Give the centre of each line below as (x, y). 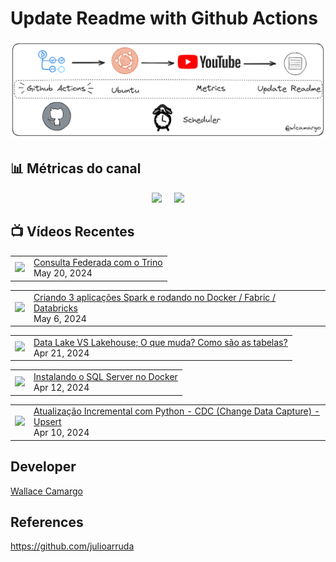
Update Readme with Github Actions (164, 18)
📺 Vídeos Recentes (72, 232)
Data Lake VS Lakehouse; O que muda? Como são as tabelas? (160, 342)
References (47, 522)
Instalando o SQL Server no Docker (105, 377)
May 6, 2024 (60, 318)
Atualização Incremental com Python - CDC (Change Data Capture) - (176, 411)
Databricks (55, 308)
